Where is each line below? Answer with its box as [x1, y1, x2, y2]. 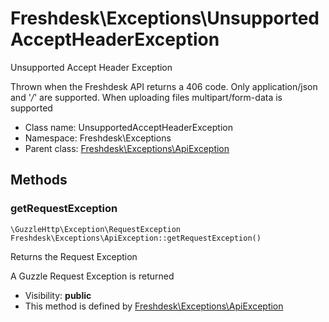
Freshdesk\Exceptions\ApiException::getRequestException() [10, 233, 262, 243]
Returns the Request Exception [10, 250, 138, 262]
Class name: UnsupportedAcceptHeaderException [24, 121, 233, 133]
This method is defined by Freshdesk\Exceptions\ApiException [24, 300, 284, 312]
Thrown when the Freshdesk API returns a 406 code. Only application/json [10, 80, 318, 92]
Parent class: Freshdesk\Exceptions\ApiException [24, 142, 230, 154]
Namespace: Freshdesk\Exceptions [24, 132, 172, 144]
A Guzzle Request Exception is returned [10, 270, 175, 282]
